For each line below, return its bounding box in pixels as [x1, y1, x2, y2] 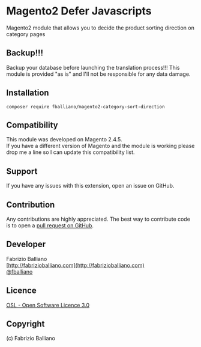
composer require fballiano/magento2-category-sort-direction [6, 103, 165, 109]
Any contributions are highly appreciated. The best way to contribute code [6, 215, 191, 223]
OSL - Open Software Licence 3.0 [6, 301, 90, 309]
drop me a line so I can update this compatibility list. [6, 149, 135, 156]
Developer [6, 239, 46, 250]
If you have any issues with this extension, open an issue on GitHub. [6, 182, 175, 189]
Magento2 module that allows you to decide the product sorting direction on [6, 24, 195, 31]
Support [6, 166, 38, 176]
